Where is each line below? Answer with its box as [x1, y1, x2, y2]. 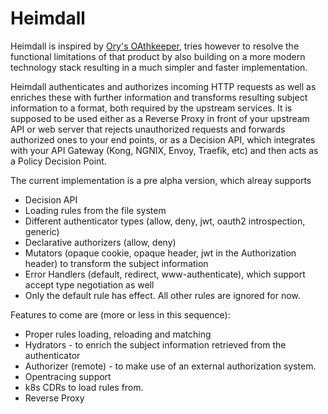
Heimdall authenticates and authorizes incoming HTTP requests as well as [10, 80, 317, 92]
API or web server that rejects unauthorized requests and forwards [10, 123, 286, 135]
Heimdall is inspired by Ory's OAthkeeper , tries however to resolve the [10, 40, 300, 52]
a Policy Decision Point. [10, 155, 107, 167]
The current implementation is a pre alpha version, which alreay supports [10, 174, 312, 186]
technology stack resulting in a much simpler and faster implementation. [10, 61, 308, 73]
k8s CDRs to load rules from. [24, 381, 144, 393]
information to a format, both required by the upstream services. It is [10, 102, 293, 114]
